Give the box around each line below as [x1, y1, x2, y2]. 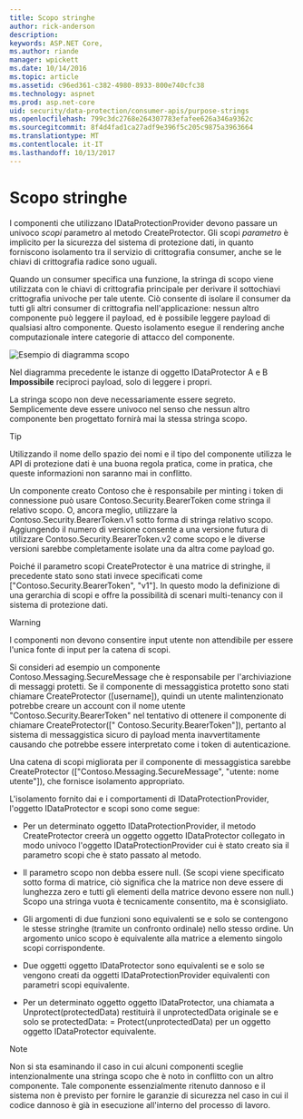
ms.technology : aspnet [9, 89, 95, 98]
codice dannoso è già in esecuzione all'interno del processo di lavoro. [9, 1099, 270, 1110]
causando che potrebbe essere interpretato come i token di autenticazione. [9, 739, 291, 750]
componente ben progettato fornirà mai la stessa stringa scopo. [9, 413, 248, 424]
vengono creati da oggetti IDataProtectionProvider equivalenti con [22, 969, 270, 980]
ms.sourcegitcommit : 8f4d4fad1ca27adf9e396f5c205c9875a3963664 [9, 123, 254, 133]
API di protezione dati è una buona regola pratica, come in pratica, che [9, 457, 274, 468]
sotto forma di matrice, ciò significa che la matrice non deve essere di [22, 877, 284, 888]
